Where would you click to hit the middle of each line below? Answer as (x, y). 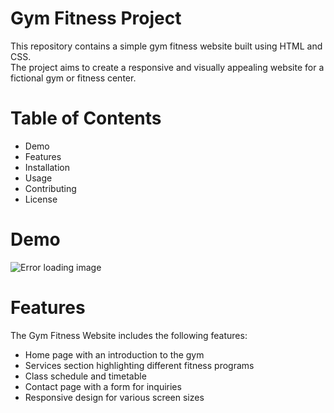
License (41, 199)
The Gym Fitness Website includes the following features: (129, 335)
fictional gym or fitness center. (73, 78)
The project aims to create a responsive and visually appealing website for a (167, 67)
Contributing (50, 188)
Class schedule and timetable (85, 376)
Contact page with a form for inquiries (103, 386)
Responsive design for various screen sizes (114, 397)
